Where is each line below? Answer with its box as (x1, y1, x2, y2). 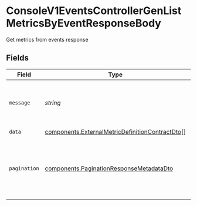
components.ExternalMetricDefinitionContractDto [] (45, 128, 186, 136)
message (9, 99, 30, 106)
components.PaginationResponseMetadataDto (45, 164, 174, 173)
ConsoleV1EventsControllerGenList (6, 4, 182, 18)
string (45, 99, 61, 107)
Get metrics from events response (6, 36, 89, 43)
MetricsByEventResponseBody (6, 16, 161, 30)
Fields (6, 53, 29, 63)
